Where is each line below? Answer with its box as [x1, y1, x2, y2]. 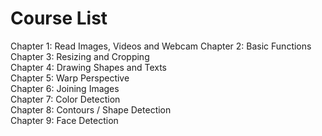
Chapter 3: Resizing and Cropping [10, 50, 150, 62]
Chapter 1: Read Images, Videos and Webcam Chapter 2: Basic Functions [10, 40, 312, 52]
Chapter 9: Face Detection [10, 114, 119, 126]
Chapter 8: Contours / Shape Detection [10, 103, 172, 116]
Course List [10, 7, 108, 30]
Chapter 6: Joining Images [10, 82, 120, 94]
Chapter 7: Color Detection [10, 93, 121, 105]
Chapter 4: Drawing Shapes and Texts [10, 61, 168, 73]
